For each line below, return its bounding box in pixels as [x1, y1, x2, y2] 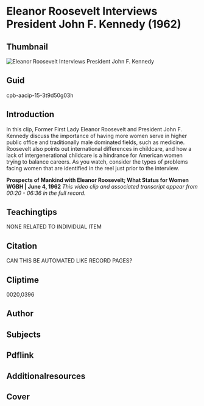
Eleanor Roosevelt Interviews [6, 4, 158, 18]
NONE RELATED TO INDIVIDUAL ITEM [6, 223, 102, 230]
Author [6, 308, 33, 319]
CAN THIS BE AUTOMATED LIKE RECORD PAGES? [6, 257, 133, 264]
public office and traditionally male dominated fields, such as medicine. [6, 139, 185, 146]
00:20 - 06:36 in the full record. [6, 189, 86, 197]
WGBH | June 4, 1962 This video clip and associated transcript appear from [6, 183, 198, 190]
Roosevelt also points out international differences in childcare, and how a [6, 145, 192, 152]
